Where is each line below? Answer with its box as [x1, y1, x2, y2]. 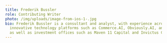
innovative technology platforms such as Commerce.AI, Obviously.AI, [9, 26, 157, 31]
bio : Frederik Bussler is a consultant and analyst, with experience [5, 21, 153, 26]
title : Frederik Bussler [5, 7, 57, 12]
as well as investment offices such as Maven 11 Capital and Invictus [9, 30, 159, 35]
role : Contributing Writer [5, 12, 61, 17]
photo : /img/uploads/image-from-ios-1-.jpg [5, 16, 97, 21]
